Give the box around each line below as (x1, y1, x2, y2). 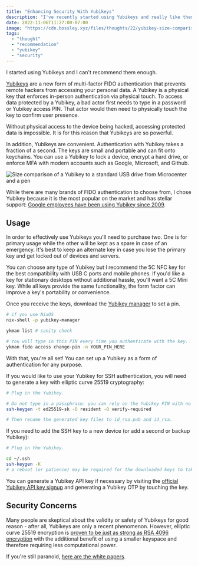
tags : (6, 31, 19, 37)
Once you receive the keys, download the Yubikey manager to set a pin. (6, 300, 181, 307)
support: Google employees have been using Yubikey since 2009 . (6, 201, 166, 208)
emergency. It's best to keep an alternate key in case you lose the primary (6, 246, 186, 254)
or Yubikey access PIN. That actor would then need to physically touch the (6, 105, 187, 112)
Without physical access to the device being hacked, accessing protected (6, 123, 186, 130)
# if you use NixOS (6, 312, 54, 318)
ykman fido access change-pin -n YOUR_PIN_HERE (6, 344, 126, 350)
